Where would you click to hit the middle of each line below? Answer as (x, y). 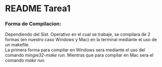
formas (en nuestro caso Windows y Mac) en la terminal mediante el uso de (81, 40)
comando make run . (25, 60)
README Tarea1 (38, 9)
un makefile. (18, 45)
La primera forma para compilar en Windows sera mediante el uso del (75, 50)
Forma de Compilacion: (33, 24)
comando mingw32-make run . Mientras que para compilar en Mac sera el (79, 55)
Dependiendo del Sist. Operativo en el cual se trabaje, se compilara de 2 (78, 34)
